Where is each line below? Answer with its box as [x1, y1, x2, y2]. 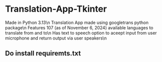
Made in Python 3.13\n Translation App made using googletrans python [5, 20, 149, 25]
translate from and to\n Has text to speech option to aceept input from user [5, 30, 157, 36]
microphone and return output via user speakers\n [5, 35, 107, 41]
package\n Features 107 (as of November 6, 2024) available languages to [5, 24, 154, 30]
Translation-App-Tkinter [5, 3, 107, 15]
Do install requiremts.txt [5, 49, 81, 58]
